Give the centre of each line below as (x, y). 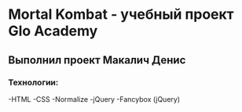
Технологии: (33, 82)
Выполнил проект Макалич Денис (97, 60)
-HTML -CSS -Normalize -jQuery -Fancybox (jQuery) (94, 99)
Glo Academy (53, 31)
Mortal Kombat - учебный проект (121, 14)
